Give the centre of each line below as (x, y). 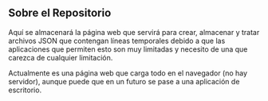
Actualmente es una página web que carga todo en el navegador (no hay (128, 73)
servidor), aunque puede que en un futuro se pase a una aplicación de (124, 81)
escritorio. (25, 90)
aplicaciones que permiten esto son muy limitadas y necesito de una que (128, 49)
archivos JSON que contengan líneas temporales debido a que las (117, 41)
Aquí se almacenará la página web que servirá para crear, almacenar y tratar (134, 32)
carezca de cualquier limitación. (61, 57)
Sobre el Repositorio (60, 13)
